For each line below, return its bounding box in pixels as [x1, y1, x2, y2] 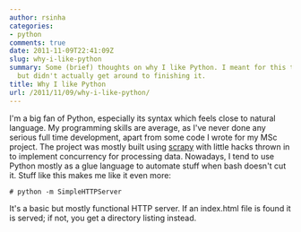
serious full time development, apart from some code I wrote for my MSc [9, 132, 278, 142]
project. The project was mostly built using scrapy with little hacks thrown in [9, 141, 290, 152]
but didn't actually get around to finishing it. [17, 72, 206, 81]
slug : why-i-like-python [9, 55, 102, 64]
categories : [9, 21, 54, 30]
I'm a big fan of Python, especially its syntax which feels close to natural [9, 113, 276, 124]
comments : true [9, 38, 66, 47]
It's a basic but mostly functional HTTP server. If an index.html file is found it [9, 202, 291, 213]
